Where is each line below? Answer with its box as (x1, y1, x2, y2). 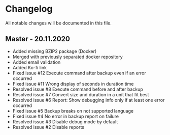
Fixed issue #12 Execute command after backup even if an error (12, 70, 146, 76)
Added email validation (12, 59, 61, 65)
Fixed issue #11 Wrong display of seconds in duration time (12, 80, 134, 87)
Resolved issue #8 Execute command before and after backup (12, 86, 143, 92)
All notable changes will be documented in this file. (5, 20, 112, 26)
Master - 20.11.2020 (5, 35, 70, 43)
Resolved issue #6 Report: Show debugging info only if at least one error (12, 97, 165, 103)
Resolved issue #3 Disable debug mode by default (12, 118, 118, 125)
